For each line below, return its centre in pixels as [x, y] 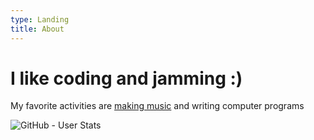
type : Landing [40, 19]
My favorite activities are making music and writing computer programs [157, 106]
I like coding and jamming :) [126, 78]
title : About [37, 29]
